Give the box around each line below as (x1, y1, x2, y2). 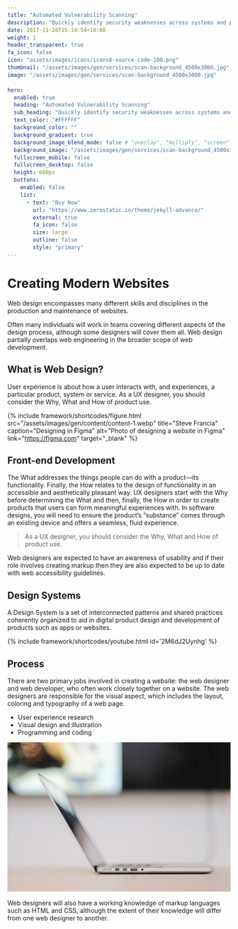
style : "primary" (33, 244, 84, 251)
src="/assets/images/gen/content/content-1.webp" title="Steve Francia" (7, 419, 218, 427)
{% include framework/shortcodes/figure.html (7, 411, 142, 419)
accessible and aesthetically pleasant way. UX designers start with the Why (7, 488, 228, 497)
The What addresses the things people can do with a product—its (7, 473, 200, 482)
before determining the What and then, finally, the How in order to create (7, 496, 220, 505)
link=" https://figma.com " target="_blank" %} (7, 434, 138, 442)
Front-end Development (7, 454, 115, 466)
